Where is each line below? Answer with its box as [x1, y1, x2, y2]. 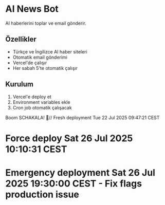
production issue [5, 189, 80, 200]
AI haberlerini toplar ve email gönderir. [5, 20, 86, 26]
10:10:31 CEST [5, 143, 67, 155]
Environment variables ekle [12, 99, 70, 105]
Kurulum [5, 80, 34, 89]
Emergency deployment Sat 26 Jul [5, 166, 156, 178]
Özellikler [5, 35, 37, 44]
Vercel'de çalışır [12, 60, 47, 66]
